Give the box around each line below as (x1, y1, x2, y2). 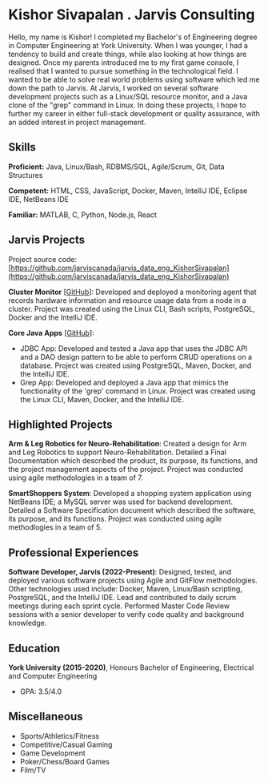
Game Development (19, 748, 86, 758)
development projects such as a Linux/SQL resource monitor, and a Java (8, 91, 248, 101)
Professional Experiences (8, 546, 139, 559)
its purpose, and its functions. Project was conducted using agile (8, 514, 222, 524)
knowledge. (8, 619, 47, 628)
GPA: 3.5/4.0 (19, 687, 62, 696)
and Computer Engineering (8, 671, 98, 680)
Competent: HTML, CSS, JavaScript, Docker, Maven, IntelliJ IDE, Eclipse (8, 186, 248, 195)
